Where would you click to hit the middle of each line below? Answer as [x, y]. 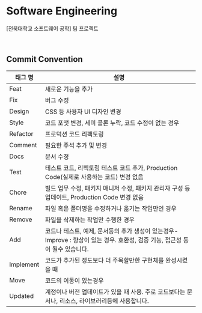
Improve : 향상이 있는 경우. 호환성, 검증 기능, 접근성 [113, 240]
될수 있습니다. [70, 249]
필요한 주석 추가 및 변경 [76, 145]
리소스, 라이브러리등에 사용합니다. [104, 300]
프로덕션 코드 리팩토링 [74, 134]
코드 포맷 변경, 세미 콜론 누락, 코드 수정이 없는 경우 [112, 123]
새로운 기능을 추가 [69, 89]
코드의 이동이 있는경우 [74, 281]
